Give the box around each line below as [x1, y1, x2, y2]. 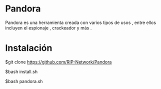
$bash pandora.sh [5, 78, 43, 84]
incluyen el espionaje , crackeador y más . [5, 24, 92, 30]
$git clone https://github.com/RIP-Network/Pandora [5, 58, 112, 65]
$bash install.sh [5, 68, 38, 74]
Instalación [5, 42, 52, 54]
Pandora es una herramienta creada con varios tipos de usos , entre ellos [5, 19, 156, 25]
